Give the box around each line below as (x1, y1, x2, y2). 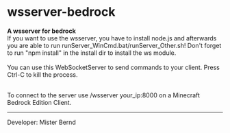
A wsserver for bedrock (7, 27, 77, 35)
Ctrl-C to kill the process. (7, 70, 78, 79)
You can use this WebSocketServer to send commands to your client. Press (7, 63, 220, 71)
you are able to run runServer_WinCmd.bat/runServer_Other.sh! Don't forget (7, 41, 222, 49)
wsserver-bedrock (7, 4, 116, 20)
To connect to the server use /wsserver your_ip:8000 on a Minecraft (7, 90, 201, 99)
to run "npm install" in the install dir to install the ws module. (7, 49, 177, 57)
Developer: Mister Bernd (7, 118, 77, 126)
